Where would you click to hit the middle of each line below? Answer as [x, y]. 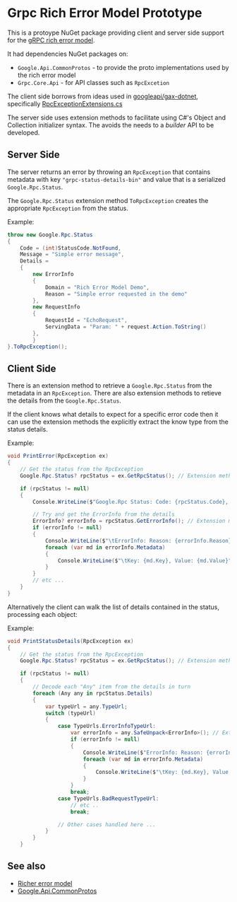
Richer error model [45, 883]
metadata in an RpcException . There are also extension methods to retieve [115, 393]
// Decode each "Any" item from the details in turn [112, 687]
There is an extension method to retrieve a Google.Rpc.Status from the [110, 386]
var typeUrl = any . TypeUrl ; [86, 706]
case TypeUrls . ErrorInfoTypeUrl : [107, 727]
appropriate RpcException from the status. [68, 208]
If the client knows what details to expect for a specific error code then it [113, 415]
